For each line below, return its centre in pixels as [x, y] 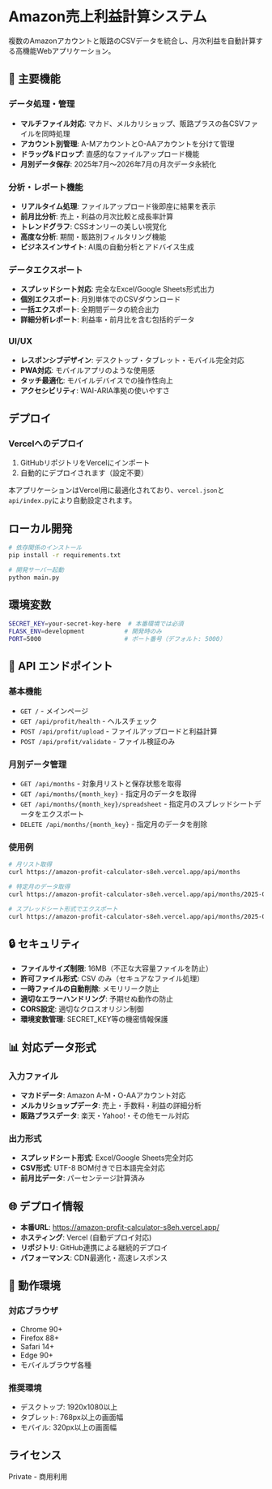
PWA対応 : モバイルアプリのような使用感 [87, 370]
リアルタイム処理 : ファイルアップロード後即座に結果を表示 [118, 206]
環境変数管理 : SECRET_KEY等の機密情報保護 [94, 1019]
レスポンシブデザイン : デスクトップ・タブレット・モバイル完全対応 [132, 360]
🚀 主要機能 [34, 79]
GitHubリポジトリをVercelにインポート [85, 463]
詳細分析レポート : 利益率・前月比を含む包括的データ [107, 320]
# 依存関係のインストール [45, 548]
